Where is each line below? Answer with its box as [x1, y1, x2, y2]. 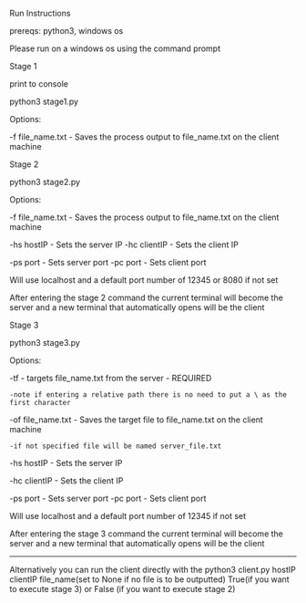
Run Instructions [9, 8, 71, 18]
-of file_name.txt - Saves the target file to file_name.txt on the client [9, 414, 264, 425]
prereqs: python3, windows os [9, 26, 124, 36]
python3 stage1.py [9, 96, 79, 107]
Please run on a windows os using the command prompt [9, 43, 221, 54]
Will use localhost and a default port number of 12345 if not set [9, 511, 247, 521]
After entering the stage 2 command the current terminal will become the [9, 292, 284, 303]
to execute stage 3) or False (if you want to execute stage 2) [9, 584, 236, 594]
